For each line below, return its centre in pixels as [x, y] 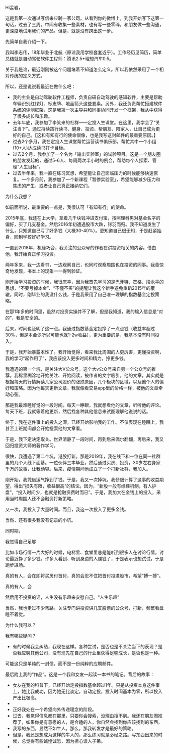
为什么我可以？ [21, 625]
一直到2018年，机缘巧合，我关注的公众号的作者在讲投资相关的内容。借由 [81, 248]
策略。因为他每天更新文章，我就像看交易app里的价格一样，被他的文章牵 [89, 388]
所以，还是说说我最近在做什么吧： [40, 86]
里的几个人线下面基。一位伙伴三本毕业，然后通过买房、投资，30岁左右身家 [83, 462]
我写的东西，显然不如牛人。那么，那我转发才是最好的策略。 [74, 728]
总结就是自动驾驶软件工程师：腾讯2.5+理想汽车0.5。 [60, 59]
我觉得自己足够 [21, 542]
